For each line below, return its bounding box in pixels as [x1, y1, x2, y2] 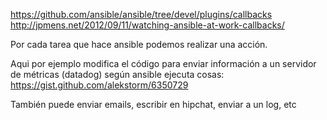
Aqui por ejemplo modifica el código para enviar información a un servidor [10, 58, 317, 69]
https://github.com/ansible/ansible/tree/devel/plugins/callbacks [10, 9, 273, 20]
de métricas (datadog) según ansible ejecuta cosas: [10, 69, 225, 80]
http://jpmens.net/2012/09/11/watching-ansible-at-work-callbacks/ [10, 19, 285, 31]
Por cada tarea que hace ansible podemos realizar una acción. [10, 39, 268, 50]
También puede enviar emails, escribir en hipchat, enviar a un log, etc [10, 99, 297, 110]
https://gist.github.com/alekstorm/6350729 [10, 79, 189, 91]
